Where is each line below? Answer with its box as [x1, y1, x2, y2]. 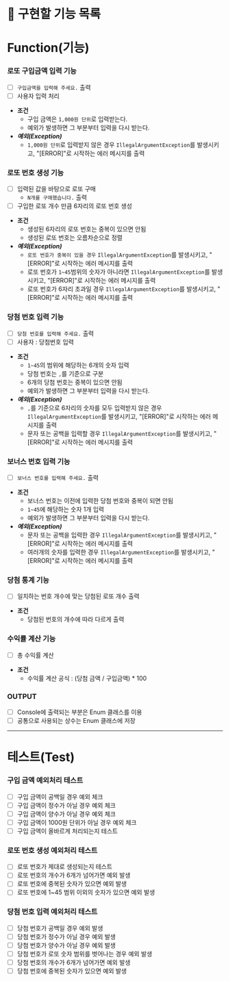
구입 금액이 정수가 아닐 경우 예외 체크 [16, 801, 116, 809]
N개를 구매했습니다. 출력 [27, 193, 88, 202]
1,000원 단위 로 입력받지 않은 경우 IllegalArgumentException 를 [27, 140, 196, 149]
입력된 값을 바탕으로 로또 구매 [16, 185, 96, 193]
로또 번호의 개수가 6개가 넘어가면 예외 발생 [16, 871, 131, 880]
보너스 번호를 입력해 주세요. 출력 [16, 473, 99, 481]
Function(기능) [7, 40, 90, 55]
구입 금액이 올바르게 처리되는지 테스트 [16, 826, 118, 835]
